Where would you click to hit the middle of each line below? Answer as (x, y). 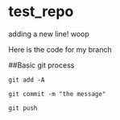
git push (23, 108)
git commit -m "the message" (57, 94)
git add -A (27, 80)
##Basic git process (41, 65)
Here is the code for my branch (60, 49)
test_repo (41, 12)
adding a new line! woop (49, 34)
